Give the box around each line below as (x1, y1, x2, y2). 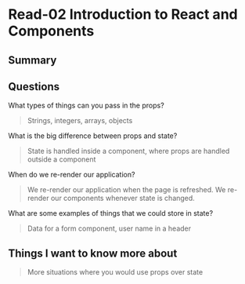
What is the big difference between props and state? (8, 131, 178, 140)
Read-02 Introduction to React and (8, 5, 238, 24)
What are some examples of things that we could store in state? (8, 209, 214, 218)
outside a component (27, 155, 96, 164)
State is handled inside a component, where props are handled (27, 147, 230, 156)
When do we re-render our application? (8, 170, 135, 180)
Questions (8, 80, 60, 93)
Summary (8, 53, 57, 67)
